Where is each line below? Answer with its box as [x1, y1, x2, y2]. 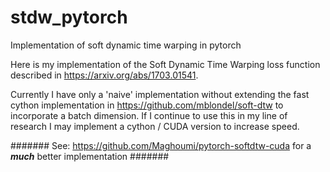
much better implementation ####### [10, 150, 170, 162]
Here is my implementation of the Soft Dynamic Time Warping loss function [10, 58, 321, 70]
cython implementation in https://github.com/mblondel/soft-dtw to [10, 99, 284, 111]
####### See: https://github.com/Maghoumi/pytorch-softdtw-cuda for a [10, 139, 312, 151]
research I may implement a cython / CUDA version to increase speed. [10, 120, 300, 132]
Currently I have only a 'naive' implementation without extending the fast [10, 88, 310, 100]
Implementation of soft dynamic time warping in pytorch [10, 39, 242, 51]
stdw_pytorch [10, 6, 128, 29]
